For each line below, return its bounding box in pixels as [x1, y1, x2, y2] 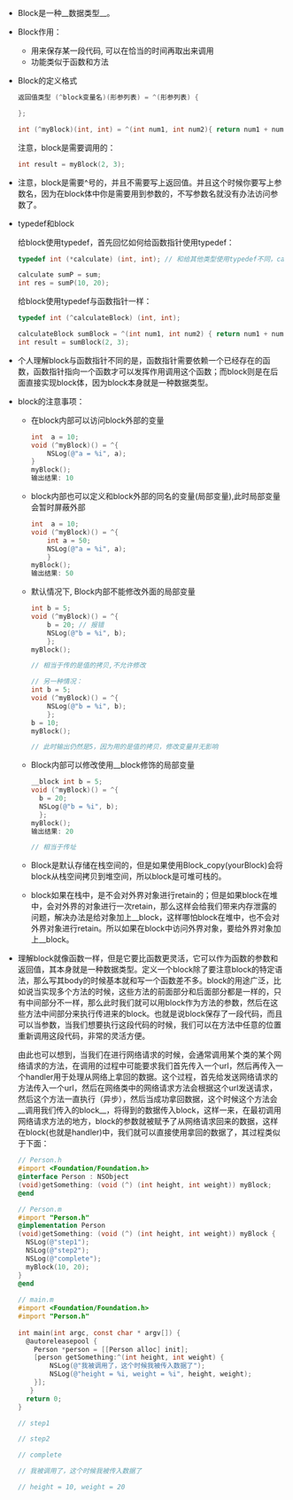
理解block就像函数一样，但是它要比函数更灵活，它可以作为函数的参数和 [17, 953, 279, 964]
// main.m [17, 1295, 55, 1305]
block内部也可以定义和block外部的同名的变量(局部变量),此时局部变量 [30, 491, 281, 501]
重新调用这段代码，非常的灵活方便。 [17, 1031, 150, 1042]
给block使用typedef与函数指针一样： [17, 296, 152, 307]
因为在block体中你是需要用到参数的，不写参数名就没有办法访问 [41, 188, 271, 199]
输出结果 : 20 [30, 827, 73, 836]
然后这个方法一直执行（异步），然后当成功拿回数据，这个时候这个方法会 [17, 1094, 278, 1105]
